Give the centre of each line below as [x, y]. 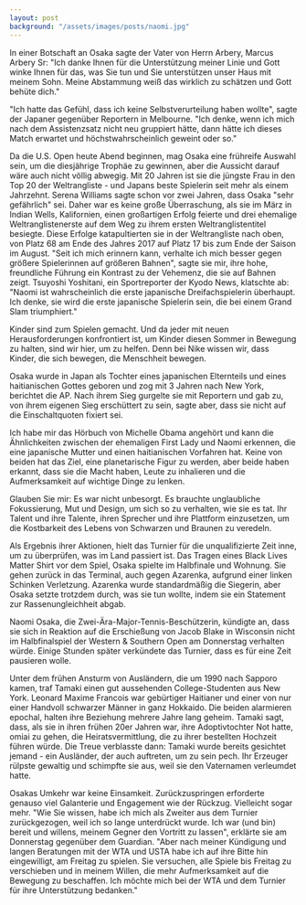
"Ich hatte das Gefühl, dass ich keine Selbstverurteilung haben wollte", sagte [153, 109]
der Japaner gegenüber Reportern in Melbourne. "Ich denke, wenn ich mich [152, 119]
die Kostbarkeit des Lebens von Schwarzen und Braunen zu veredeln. [141, 527]
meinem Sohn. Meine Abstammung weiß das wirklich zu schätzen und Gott [151, 81]
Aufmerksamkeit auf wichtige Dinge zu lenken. [97, 481]
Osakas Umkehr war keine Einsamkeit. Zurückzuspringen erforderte [137, 793]
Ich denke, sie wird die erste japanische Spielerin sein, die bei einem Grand [151, 302]
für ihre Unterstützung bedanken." [74, 890]
